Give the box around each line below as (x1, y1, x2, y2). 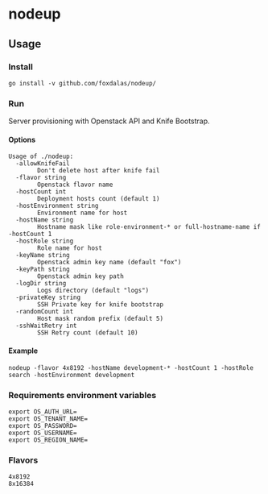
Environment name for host (37, 209, 128, 218)
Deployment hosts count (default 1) (37, 195, 160, 203)
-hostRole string (15, 237, 74, 246)
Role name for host (37, 244, 103, 252)
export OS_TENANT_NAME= (8, 414, 89, 423)
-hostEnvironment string (15, 202, 99, 210)
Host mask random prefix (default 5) (37, 315, 163, 323)
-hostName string (15, 216, 74, 224)
